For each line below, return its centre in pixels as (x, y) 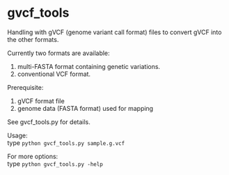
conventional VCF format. (54, 74)
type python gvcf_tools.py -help (55, 163)
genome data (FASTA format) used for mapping (85, 108)
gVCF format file (41, 101)
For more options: (33, 156)
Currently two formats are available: (58, 53)
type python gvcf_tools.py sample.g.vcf (66, 143)
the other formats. (33, 39)
